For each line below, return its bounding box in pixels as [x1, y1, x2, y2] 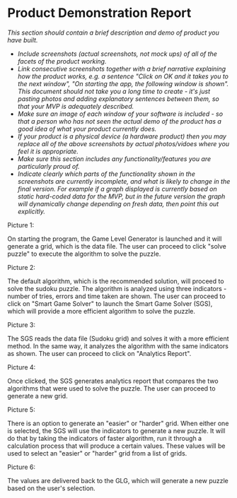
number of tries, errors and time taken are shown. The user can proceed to [7, 292, 226, 300]
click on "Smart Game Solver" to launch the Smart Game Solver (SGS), [7, 299, 213, 308]
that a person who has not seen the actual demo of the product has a [17, 117, 221, 125]
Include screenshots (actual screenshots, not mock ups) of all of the [17, 49, 217, 58]
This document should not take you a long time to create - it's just [17, 87, 211, 95]
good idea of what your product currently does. [17, 124, 157, 133]
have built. [7, 35, 38, 44]
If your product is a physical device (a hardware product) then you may [17, 132, 226, 141]
